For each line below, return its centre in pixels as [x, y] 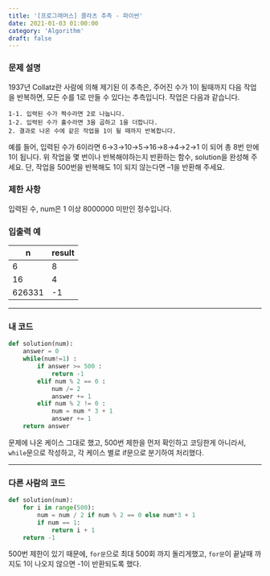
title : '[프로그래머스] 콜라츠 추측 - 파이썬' [76, 16]
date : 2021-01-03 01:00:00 [53, 23]
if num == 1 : [59, 523]
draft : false [30, 38]
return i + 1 [73, 530]
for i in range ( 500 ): [59, 508]
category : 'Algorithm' [46, 31]
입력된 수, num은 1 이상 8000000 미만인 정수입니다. [90, 208]
